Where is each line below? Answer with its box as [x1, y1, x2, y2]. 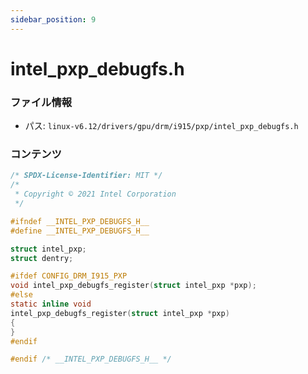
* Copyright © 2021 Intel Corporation [14, 189, 177, 200]
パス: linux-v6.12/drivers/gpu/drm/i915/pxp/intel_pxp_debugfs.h [24, 120, 299, 132]
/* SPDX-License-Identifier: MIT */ [10, 171, 163, 181]
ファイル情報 [10, 95, 73, 109]
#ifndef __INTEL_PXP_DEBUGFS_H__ [10, 216, 150, 226]
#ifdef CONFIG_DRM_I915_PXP [10, 271, 128, 281]
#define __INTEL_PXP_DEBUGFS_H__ [10, 226, 150, 236]
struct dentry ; [10, 253, 74, 263]
